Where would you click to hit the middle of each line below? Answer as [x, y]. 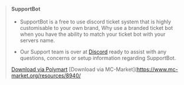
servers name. [37, 40]
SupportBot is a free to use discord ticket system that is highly [96, 22]
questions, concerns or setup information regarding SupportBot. [98, 58]
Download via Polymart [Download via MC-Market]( [74, 69]
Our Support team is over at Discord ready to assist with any [93, 52]
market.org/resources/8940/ [46, 76]
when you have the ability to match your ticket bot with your [93, 34]
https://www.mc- [157, 69]
